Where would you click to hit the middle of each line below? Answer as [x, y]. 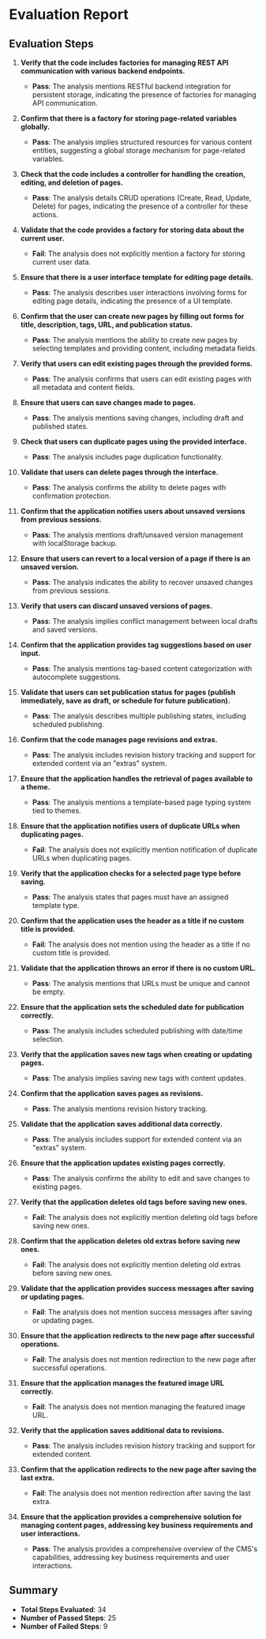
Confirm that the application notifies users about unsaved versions [133, 511]
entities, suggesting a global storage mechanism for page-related [139, 150]
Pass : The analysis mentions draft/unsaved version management [138, 535]
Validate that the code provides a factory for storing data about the [132, 230]
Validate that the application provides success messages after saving [137, 1288]
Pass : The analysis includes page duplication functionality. [127, 457]
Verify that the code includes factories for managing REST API [124, 62]
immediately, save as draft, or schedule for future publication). [126, 701]
